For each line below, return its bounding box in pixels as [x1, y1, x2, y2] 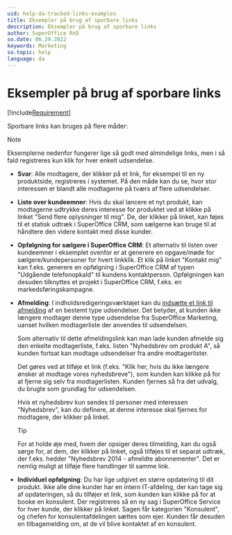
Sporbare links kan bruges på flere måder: [7, 122, 129, 130]
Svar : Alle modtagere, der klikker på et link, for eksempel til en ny [17, 170, 205, 178]
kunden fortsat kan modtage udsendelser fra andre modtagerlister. [17, 349, 209, 357]
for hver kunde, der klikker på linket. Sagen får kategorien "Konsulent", [17, 504, 220, 513]
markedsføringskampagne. [17, 285, 95, 293]
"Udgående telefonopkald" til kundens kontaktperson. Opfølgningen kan [17, 270, 224, 279]
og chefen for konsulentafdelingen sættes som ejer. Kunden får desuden [17, 512, 225, 520]
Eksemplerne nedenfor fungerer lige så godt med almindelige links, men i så [7, 149, 226, 157]
